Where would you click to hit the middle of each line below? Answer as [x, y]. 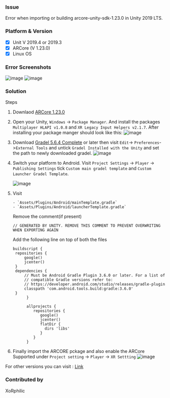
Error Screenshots [28, 67]
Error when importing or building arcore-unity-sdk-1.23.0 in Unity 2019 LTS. [84, 18]
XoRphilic [15, 390]
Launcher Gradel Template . [41, 174]
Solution [16, 91]
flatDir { [50, 324]
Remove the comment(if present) [47, 217]
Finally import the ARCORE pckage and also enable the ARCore [79, 351]
